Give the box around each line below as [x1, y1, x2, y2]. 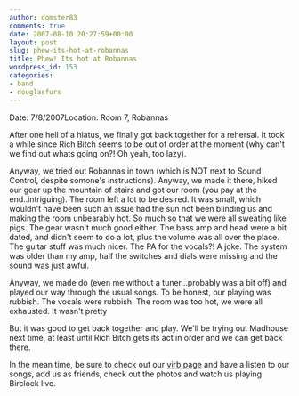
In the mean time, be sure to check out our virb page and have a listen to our [9, 359, 290, 369]
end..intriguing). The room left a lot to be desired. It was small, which [9, 193, 262, 205]
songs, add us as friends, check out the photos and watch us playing [9, 368, 263, 379]
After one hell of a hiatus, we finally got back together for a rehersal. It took [9, 129, 285, 140]
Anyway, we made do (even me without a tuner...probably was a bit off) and [9, 277, 287, 287]
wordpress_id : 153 [9, 63, 77, 72]
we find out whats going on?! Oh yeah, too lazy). [9, 148, 187, 158]
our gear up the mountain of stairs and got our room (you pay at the [9, 184, 258, 195]
